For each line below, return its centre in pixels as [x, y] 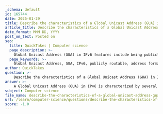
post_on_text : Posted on [30, 37]
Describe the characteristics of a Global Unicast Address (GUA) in [84, 77]
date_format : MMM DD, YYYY [32, 32]
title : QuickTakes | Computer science [49, 46]
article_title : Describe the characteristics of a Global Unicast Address [82, 28]
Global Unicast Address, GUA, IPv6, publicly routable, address [80, 64]
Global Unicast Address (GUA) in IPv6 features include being [78, 55]
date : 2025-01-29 [23, 18]
